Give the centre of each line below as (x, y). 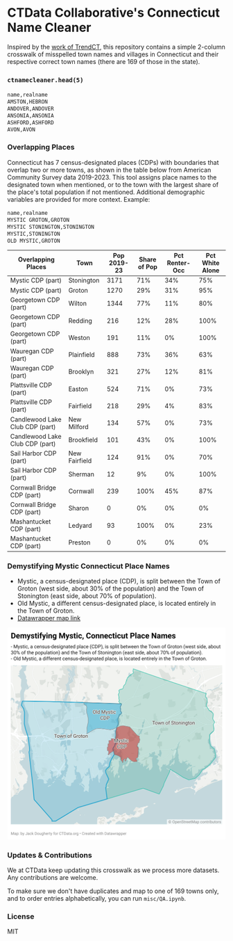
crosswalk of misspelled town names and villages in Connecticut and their (113, 54)
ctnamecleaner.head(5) (45, 80)
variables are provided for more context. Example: (79, 199)
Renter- (179, 263)
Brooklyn (81, 372)
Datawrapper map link (49, 618)
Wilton (78, 303)
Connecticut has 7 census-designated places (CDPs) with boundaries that (113, 162)
